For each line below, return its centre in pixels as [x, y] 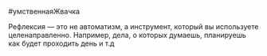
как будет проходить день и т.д [61, 43]
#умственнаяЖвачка [44, 11]
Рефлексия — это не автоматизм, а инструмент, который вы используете [133, 26]
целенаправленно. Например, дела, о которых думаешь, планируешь [128, 35]
